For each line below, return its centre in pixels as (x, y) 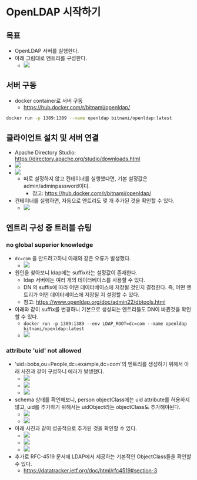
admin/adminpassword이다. (56, 186)
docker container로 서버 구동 (49, 100)
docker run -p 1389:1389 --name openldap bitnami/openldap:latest (89, 118)
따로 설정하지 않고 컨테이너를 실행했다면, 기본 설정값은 (86, 178)
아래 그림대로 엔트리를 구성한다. (51, 58)
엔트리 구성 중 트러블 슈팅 (49, 228)
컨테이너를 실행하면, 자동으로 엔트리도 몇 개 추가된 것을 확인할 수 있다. (94, 200)
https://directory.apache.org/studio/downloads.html (77, 159)
